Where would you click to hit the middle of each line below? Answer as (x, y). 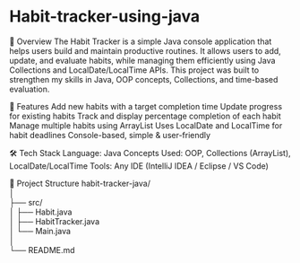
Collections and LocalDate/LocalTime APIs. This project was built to (134, 70)
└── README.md (42, 250)
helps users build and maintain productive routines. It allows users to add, (146, 50)
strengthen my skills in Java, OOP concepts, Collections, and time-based (144, 79)
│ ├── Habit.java (41, 212)
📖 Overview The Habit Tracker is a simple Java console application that (141, 41)
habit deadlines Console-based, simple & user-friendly (110, 135)
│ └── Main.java (40, 231)
